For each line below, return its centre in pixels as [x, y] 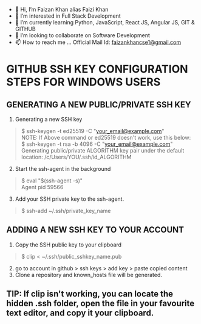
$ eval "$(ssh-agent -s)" [52, 181]
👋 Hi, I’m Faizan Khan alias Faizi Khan [62, 9]
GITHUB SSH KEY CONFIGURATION [97, 69]
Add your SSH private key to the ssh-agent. [70, 199]
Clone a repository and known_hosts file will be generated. [89, 275]
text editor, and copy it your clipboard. [80, 313]
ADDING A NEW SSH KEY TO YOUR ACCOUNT [95, 230]
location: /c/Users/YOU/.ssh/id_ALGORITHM [76, 157]
